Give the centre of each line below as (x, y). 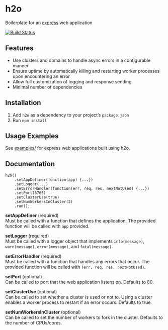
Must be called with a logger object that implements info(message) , (75, 241)
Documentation (30, 164)
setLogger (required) (27, 236)
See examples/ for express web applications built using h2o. (68, 148)
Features (19, 48)
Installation (23, 103)
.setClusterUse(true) (37, 197)
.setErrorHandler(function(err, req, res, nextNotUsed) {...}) (82, 189)
